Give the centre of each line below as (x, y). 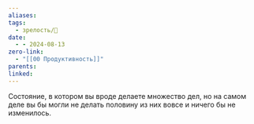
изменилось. (30, 113)
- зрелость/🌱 (37, 30)
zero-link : (26, 52)
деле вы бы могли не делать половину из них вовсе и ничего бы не (122, 104)
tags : (17, 23)
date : (17, 37)
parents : (22, 67)
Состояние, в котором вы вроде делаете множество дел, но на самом (127, 96)
